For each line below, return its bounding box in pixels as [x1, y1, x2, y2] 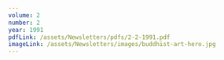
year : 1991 [8, 26, 44, 34]
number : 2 [8, 19, 41, 26]
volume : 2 [8, 11, 41, 19]
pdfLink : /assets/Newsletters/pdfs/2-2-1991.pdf [8, 33, 171, 41]
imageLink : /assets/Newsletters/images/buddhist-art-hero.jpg [8, 41, 216, 48]
